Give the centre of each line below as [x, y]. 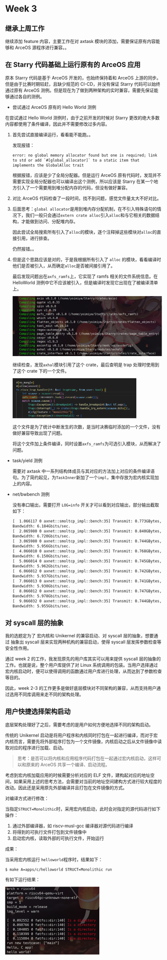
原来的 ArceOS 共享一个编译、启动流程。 [68, 764]
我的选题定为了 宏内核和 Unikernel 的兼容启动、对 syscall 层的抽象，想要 [80, 635]
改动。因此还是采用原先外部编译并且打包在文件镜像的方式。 [66, 788]
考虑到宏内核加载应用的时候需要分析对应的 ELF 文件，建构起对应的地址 [78, 775]
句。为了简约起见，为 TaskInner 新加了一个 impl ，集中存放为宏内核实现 [83, 478]
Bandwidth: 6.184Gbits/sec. [41, 526]
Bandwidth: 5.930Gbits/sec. [41, 586]
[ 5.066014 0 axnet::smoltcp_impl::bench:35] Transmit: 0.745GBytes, [87, 561]
